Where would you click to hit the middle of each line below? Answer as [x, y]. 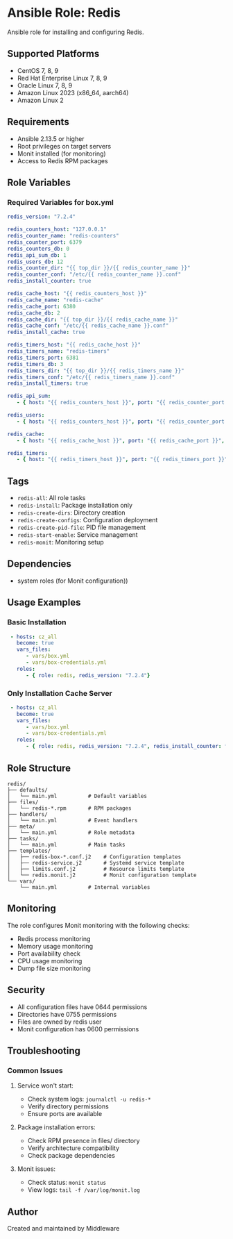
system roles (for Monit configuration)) [72, 581]
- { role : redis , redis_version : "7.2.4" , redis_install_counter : [123, 747]
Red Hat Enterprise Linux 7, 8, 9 [62, 78]
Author [23, 1212]
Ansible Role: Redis [64, 13]
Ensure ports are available [65, 1114]
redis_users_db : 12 [35, 262]
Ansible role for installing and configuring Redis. [76, 32]
